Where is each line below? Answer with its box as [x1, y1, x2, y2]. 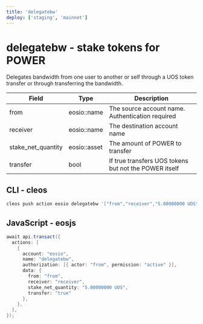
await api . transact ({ [6, 234, 61, 240]
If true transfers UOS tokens [109, 157, 188, 165]
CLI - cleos [6, 185, 48, 195]
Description [134, 94, 169, 103]
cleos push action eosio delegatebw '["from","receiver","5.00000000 [6, 201, 185, 207]
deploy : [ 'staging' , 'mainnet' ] [6, 15, 88, 21]
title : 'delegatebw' [6, 8, 59, 15]
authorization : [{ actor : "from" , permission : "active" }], [22, 262, 177, 268]
